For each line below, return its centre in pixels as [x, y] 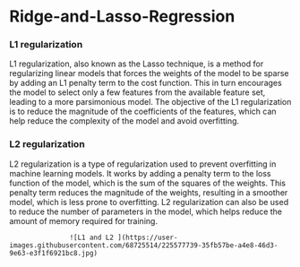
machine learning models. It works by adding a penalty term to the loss [140, 173]
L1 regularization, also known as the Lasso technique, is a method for [137, 64]
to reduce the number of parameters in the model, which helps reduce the [146, 211]
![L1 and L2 [92, 237]
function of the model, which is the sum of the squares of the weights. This [148, 183]
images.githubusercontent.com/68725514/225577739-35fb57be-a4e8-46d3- [144, 245]
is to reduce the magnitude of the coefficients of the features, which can [143, 112]
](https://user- [148, 237]
